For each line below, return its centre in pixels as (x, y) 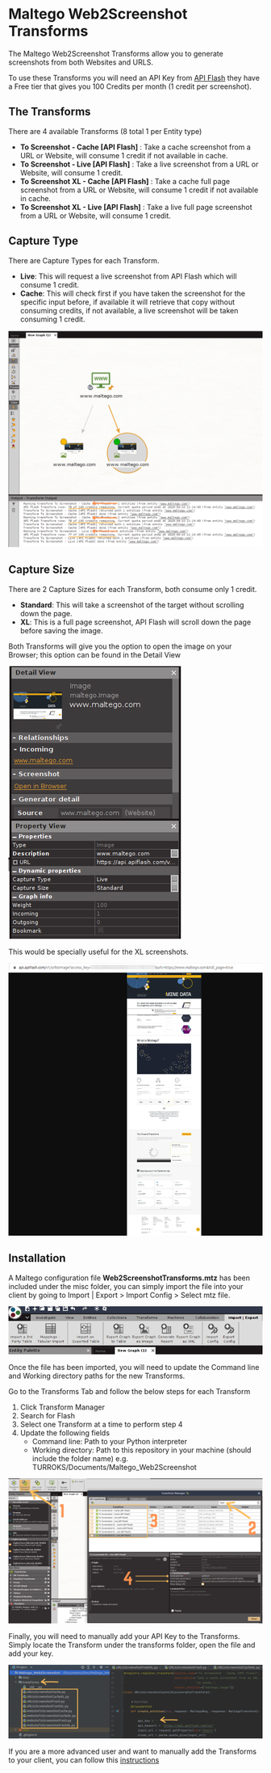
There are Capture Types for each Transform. (84, 260)
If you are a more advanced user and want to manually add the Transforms (132, 1752)
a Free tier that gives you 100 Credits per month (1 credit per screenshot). (130, 86)
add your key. (31, 1653)
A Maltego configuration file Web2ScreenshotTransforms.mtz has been (129, 1278)
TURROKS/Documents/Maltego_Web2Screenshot (115, 1468)
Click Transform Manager (62, 1407)
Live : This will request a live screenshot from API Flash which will (128, 276)
